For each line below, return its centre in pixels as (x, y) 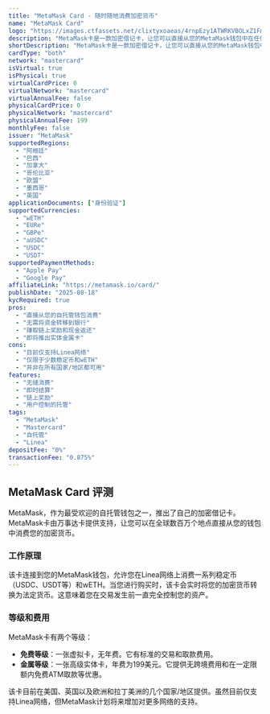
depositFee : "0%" (37, 450)
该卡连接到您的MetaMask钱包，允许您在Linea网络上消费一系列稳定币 (123, 575)
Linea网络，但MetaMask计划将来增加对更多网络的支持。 (108, 701)
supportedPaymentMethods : (51, 262)
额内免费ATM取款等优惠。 (63, 674)
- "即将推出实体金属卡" (50, 338)
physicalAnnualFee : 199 (48, 121)
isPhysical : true (37, 76)
